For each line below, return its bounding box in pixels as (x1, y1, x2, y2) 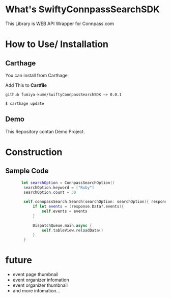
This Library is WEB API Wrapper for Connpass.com (5, 20, 115, 27)
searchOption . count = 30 (23, 190, 76, 195)
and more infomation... (12, 288, 60, 294)
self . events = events (41, 209, 88, 214)
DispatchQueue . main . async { (32, 223, 93, 228)
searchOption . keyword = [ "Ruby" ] (23, 185, 95, 190)
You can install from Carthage (5, 72, 68, 78)
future (5, 255, 32, 266)
